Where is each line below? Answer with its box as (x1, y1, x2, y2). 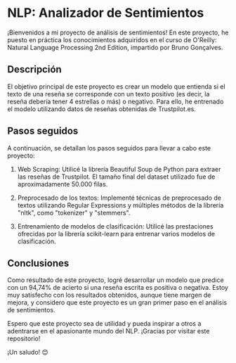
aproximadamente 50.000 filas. (17, 179, 108, 188)
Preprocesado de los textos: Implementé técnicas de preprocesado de (17, 193, 221, 202)
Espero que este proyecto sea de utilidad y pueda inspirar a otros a (7, 319, 202, 328)
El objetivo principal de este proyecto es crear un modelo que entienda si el (7, 82, 226, 91)
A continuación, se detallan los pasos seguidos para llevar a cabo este (7, 144, 211, 152)
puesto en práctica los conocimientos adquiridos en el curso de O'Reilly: (7, 35, 217, 44)
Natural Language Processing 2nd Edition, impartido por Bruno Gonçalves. (7, 43, 223, 51)
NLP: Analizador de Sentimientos (7, 5, 204, 21)
